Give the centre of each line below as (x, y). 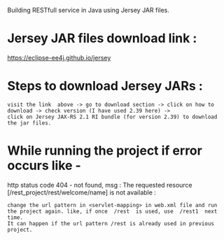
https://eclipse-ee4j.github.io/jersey (59, 57)
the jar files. (29, 123)
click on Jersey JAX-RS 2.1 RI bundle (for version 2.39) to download (112, 117)
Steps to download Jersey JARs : (105, 86)
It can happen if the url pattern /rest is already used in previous (111, 223)
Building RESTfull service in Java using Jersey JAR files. (89, 10)
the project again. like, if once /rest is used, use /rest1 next (112, 211)
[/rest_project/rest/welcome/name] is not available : (82, 192)
